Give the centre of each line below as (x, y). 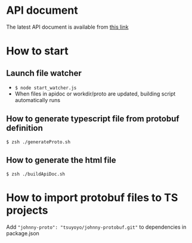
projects (27, 210)
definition (25, 128)
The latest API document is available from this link (67, 27)
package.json (23, 233)
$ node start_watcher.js (46, 88)
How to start (37, 51)
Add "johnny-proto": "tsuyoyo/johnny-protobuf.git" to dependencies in (96, 227)
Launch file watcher (44, 73)
